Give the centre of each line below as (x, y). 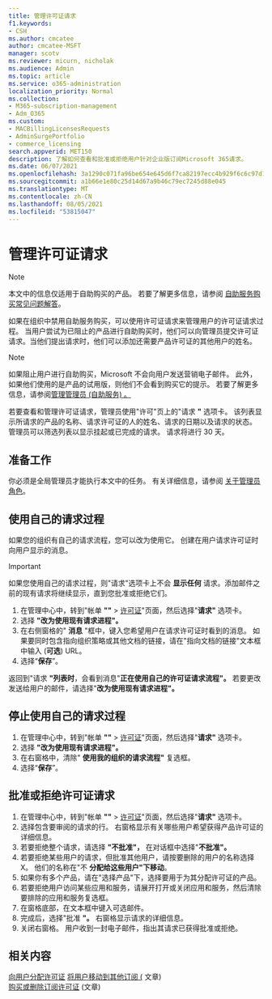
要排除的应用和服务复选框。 (66, 897)
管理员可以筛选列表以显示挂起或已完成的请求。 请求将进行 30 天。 (119, 432)
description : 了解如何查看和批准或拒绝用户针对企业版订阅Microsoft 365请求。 (128, 159)
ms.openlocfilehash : (43, 174)
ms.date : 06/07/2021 (43, 167)
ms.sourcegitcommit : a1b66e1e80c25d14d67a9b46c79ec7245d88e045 (117, 182)
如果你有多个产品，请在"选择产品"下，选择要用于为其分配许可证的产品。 (140, 877)
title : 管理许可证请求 (42, 16)
